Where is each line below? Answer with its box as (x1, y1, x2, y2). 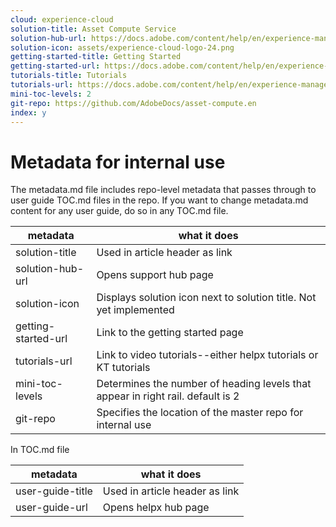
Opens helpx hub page (102, 501, 210, 515)
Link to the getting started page (96, 326, 244, 340)
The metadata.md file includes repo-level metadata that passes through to (10, 184, 317, 196)
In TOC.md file (10, 444, 70, 456)
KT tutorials (96, 361, 151, 375)
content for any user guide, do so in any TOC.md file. (10, 205, 229, 217)
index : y (10, 107, 47, 118)
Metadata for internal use (10, 151, 226, 173)
